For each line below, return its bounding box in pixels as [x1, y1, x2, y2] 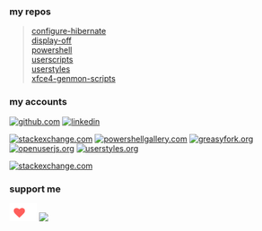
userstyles [31, 64, 71, 74]
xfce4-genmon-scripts [31, 73, 117, 84]
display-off [31, 35, 72, 46]
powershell [31, 45, 73, 56]
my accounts [9, 96, 67, 108]
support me [9, 183, 61, 195]
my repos [9, 5, 51, 18]
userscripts [31, 55, 74, 65]
